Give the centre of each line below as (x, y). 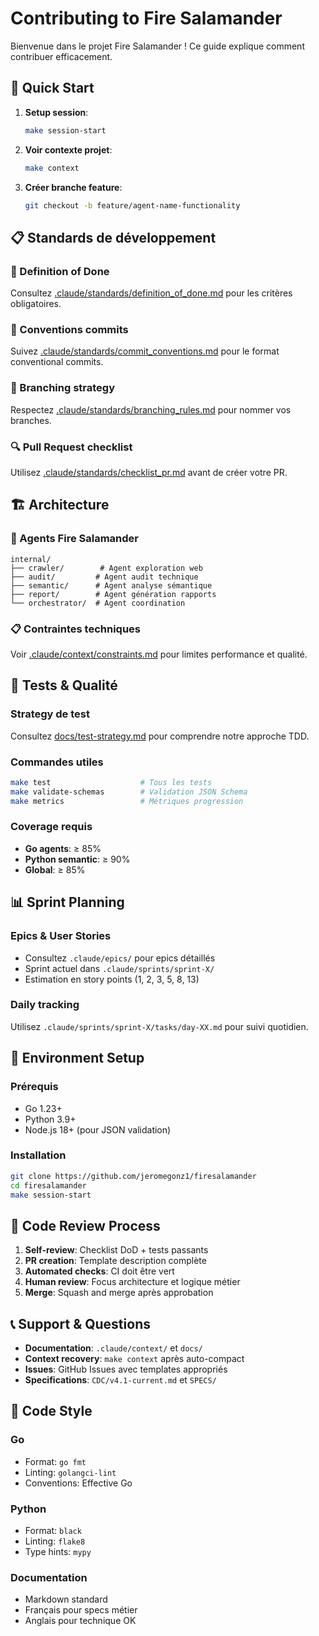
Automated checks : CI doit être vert (99, 1271)
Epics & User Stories (61, 936)
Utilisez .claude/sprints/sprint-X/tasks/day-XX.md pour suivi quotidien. (159, 1026)
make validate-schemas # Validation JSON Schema (129, 792)
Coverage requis (51, 827)
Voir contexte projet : (68, 149)
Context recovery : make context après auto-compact (134, 1359)
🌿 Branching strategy (63, 388)
